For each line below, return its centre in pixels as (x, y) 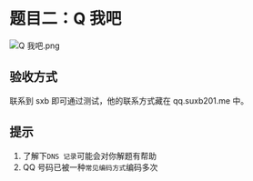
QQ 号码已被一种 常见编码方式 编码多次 (90, 167)
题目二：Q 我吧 (66, 19)
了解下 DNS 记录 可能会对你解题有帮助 (90, 156)
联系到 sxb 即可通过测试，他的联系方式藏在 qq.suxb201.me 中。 (129, 100)
